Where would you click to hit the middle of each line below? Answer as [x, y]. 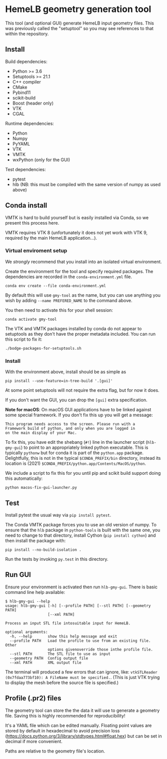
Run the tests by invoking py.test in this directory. [57, 559]
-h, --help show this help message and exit [63, 636]
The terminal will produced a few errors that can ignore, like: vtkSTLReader [81, 672]
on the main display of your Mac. [41, 433]
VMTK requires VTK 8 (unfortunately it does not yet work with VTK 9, [76, 232]
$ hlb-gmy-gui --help [28, 601]
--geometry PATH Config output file [49, 658]
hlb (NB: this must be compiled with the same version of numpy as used [86, 184]
